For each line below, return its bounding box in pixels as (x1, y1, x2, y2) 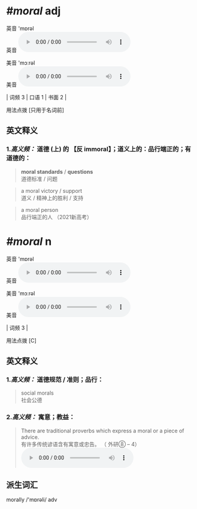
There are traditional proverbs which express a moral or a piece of (20, 427, 184, 434)
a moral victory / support (20, 187, 83, 194)
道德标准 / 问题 (20, 175, 58, 182)
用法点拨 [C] (6, 337, 37, 344)
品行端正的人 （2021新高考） (20, 213, 93, 220)
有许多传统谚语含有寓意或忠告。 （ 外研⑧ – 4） (20, 440, 141, 447)
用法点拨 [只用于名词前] (6, 106, 65, 113)
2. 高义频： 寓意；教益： (6, 413, 75, 422)
